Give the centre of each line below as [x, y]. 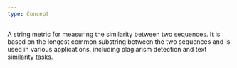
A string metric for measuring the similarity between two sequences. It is [114, 34]
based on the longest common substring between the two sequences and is [119, 41]
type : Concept [28, 14]
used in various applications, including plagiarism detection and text [107, 49]
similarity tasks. [30, 57]
